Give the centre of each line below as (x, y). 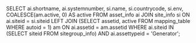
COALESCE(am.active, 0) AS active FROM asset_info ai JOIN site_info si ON (98, 15)
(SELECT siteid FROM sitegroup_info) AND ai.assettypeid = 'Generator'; (93, 34)
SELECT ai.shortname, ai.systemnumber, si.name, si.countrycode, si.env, (95, 9)
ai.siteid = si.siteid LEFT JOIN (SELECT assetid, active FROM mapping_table (98, 21)
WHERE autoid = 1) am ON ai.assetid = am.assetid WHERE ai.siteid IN (90, 27)
